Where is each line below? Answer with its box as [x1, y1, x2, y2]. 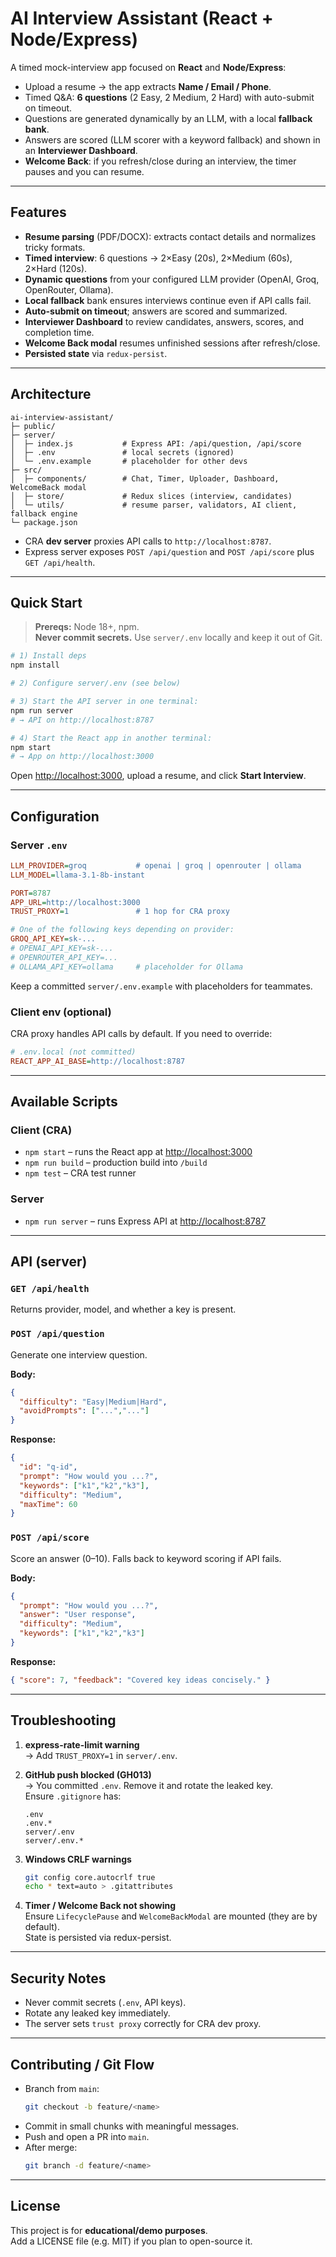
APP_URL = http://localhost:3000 [10, 897, 141, 907]
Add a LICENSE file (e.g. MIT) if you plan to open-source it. [10, 2235, 253, 2247]
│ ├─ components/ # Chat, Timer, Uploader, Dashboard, [10, 473, 280, 484]
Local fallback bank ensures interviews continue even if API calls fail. [24, 294, 312, 306]
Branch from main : [24, 2082, 100, 2094]
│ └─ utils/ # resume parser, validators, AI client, [10, 500, 298, 510]
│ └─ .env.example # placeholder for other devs [10, 456, 248, 466]
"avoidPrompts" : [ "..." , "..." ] [19, 1406, 150, 1416]
